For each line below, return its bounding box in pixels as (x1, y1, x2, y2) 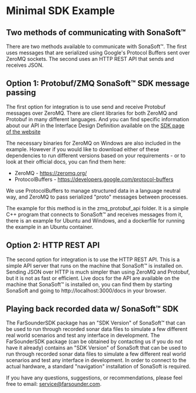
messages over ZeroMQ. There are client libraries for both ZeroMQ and (6, 110, 177, 117)
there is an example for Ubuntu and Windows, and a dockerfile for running (6, 217, 185, 224)
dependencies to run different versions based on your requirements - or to (6, 152, 186, 159)
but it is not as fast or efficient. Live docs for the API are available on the (6, 274, 180, 282)
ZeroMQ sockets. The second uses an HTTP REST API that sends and (6, 56, 174, 62)
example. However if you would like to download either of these (6, 145, 160, 153)
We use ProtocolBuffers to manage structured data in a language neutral (6, 187, 181, 194)
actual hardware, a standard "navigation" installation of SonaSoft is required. (6, 363, 191, 370)
